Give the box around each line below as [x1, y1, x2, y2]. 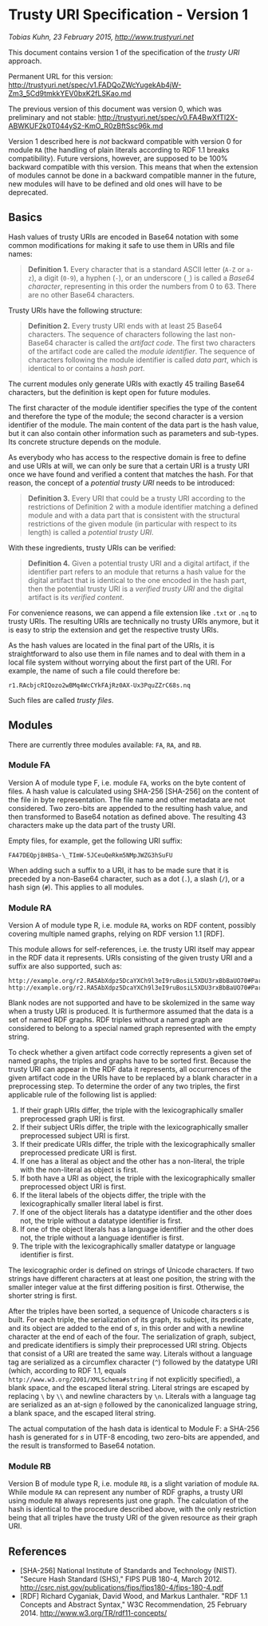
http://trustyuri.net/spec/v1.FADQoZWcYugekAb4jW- [8, 80, 182, 90]
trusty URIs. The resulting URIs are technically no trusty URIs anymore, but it [8, 616, 259, 625]
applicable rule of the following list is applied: [8, 1090, 157, 1100]
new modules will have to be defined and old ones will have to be [8, 178, 223, 189]
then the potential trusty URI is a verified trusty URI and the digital [27, 584, 244, 593]
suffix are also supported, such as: [8, 961, 122, 971]
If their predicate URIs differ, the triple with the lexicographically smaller [19, 1140, 255, 1149]
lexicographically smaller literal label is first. [19, 1199, 164, 1209]
